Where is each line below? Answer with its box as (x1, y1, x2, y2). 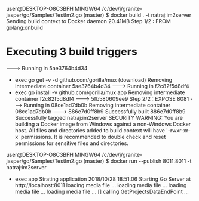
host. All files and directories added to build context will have (14, 126, 166, 134)
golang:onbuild (6, 24, 43, 31)
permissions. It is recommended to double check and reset (20, 133, 166, 140)
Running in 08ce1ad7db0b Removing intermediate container (23, 101, 171, 109)
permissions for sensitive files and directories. (14, 140, 128, 147)
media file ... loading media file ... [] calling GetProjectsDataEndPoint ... (14, 188, 189, 195)
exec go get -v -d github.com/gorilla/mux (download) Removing (14, 76, 172, 83)
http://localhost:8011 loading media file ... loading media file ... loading (14, 181, 187, 188)
